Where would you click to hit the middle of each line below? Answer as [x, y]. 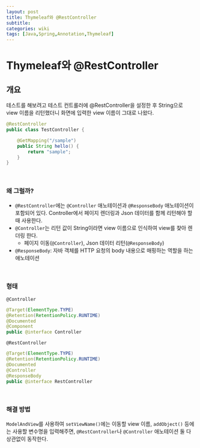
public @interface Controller [44, 332]
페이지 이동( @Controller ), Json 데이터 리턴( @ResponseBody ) [94, 243]
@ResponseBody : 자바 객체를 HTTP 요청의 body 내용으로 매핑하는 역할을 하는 [104, 250]
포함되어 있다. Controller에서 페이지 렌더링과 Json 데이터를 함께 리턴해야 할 [104, 213]
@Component [20, 327]
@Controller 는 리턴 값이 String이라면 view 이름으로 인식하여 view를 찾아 [101, 228]
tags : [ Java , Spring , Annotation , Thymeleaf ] [60, 34]
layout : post [23, 12]
